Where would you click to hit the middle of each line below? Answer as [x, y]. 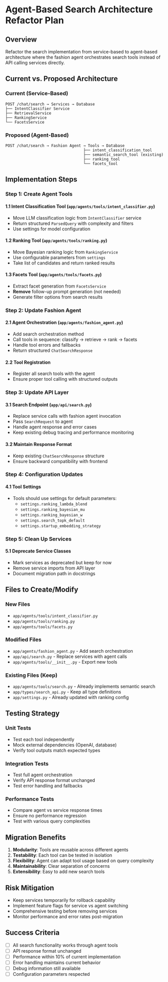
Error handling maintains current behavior [57, 962]
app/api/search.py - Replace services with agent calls [70, 656]
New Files [18, 604]
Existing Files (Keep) [31, 675]
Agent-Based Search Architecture [79, 10]
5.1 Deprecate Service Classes [38, 551]
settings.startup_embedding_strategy [61, 526]
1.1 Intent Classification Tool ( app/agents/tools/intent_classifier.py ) [80, 206]
